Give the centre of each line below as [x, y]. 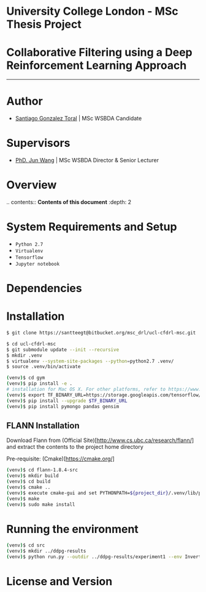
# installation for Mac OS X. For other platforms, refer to [86, 389]
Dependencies [44, 289]
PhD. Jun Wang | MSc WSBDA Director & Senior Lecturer [87, 160]
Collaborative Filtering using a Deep [99, 53]
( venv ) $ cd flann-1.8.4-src [42, 470]
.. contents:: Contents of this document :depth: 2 [69, 202]
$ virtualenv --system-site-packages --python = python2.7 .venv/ [90, 361]
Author [25, 101]
